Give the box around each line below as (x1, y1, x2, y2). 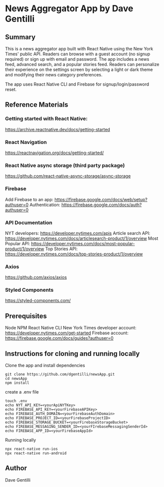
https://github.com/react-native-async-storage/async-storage (5, 173, 131, 179)
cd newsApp (5, 376, 27, 381)
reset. (5, 87, 17, 92)
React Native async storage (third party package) (5, 162, 125, 169)
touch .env (5, 398, 27, 404)
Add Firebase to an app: (5, 196, 54, 202)
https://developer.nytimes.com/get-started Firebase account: (5, 330, 129, 336)
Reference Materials (5, 101, 69, 109)
